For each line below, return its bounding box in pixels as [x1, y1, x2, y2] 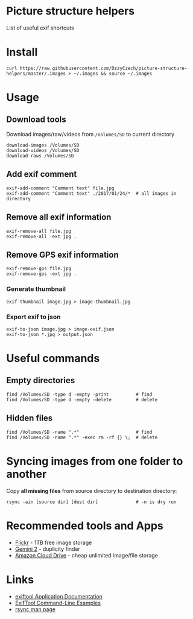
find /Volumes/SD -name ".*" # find [6, 429, 153, 435]
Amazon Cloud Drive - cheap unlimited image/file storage [14, 551, 159, 559]
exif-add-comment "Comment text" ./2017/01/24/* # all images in [6, 190, 177, 197]
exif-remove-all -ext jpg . [6, 233, 77, 240]
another [6, 467, 47, 481]
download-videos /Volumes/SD [6, 147, 80, 153]
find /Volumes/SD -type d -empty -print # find [6, 391, 153, 398]
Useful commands [6, 352, 100, 366]
